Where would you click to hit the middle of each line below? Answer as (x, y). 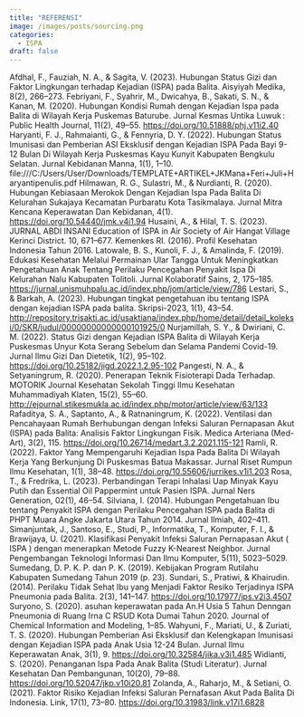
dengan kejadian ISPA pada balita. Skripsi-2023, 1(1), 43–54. (121, 308)
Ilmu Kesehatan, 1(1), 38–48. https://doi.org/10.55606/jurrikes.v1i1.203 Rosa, (151, 472)
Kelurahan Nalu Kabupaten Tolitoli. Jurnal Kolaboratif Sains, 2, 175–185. (142, 279)
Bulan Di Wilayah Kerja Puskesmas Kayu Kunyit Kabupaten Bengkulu (147, 154)
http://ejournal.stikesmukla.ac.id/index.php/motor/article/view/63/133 (139, 405)
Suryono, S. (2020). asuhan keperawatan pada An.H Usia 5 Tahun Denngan (150, 607)
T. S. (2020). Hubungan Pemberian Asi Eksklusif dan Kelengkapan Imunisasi (152, 636)
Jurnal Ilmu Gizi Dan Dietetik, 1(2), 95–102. (88, 356)
